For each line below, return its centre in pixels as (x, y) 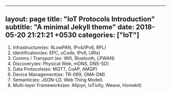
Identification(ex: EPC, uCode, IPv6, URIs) (56, 53)
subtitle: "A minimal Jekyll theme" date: (70, 27)
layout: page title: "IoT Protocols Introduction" (80, 19)
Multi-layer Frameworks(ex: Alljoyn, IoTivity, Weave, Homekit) (77, 85)
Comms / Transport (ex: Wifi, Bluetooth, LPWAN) (64, 58)
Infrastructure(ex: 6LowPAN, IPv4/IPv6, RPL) (59, 47)
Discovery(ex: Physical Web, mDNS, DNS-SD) (61, 64)
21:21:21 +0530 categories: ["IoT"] (83, 35)
